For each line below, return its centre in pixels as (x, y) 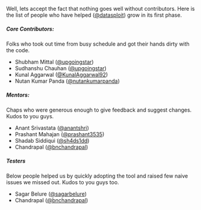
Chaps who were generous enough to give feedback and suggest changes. (99, 110)
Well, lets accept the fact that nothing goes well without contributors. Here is (100, 9)
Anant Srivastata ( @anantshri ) (52, 128)
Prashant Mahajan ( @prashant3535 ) (60, 134)
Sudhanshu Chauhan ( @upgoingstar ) (60, 68)
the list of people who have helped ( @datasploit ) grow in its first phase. (94, 15)
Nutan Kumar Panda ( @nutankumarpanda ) (67, 81)
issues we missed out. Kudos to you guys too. (63, 182)
